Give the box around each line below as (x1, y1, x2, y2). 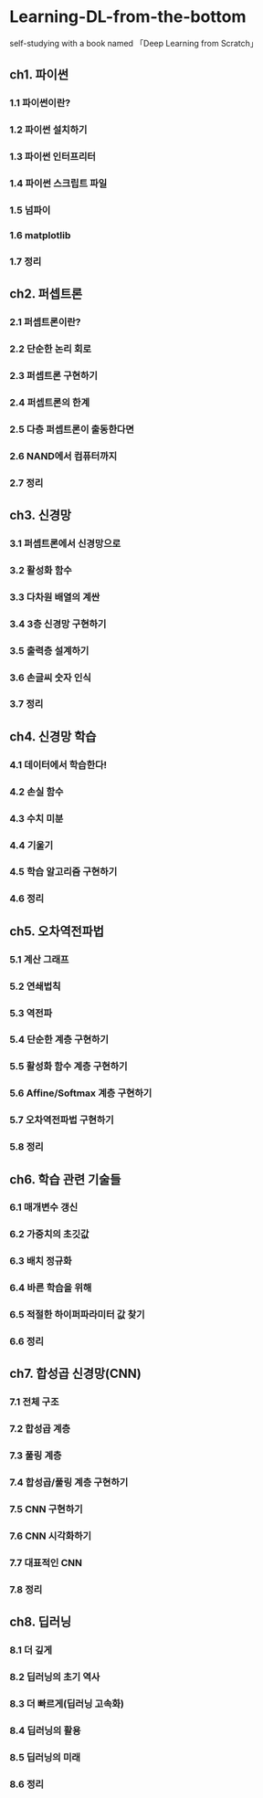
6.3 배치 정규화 (9, 1255, 72, 1267)
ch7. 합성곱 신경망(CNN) (9, 1366, 142, 1382)
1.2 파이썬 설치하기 (9, 123, 88, 136)
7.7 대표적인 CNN (9, 1556, 83, 1569)
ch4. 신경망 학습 (9, 729, 97, 744)
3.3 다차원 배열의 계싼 (9, 591, 100, 604)
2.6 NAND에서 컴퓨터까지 (9, 449, 117, 462)
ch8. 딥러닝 (9, 1614, 71, 1630)
